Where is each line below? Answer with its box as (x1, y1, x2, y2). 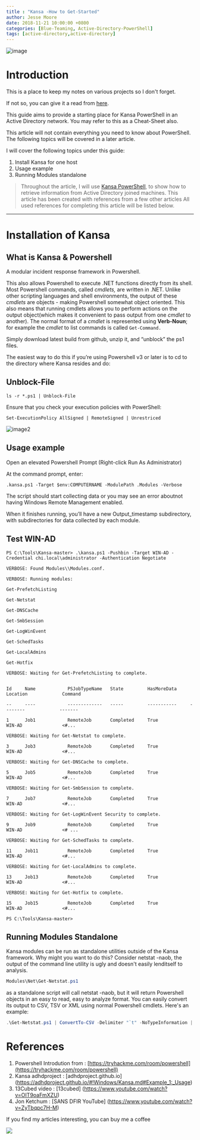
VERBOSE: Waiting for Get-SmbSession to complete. (6, 785, 135, 791)
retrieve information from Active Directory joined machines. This (20, 189, 179, 197)
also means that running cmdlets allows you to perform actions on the (6, 305, 177, 312)
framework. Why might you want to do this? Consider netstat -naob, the (6, 954, 183, 961)
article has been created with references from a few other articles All (20, 195, 190, 203)
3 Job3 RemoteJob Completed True (6, 743, 159, 749)
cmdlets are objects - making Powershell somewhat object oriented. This (6, 299, 185, 306)
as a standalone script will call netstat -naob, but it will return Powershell (6, 989, 184, 997)
